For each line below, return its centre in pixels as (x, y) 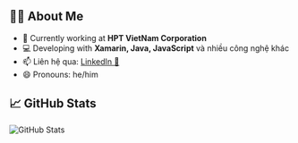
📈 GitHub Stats (53, 104)
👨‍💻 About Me (47, 17)
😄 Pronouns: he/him (60, 74)
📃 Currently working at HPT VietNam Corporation (115, 38)
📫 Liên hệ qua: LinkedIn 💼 (71, 61)
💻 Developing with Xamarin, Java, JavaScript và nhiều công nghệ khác (155, 48)
